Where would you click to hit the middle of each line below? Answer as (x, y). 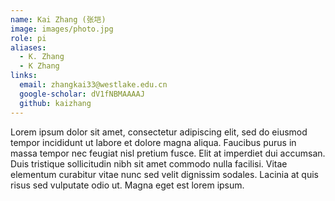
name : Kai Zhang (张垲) (58, 19)
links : (24, 76)
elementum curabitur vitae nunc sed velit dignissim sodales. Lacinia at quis (165, 174)
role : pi (28, 38)
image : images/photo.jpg (62, 29)
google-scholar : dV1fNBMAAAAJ (82, 94)
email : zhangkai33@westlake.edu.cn (93, 85)
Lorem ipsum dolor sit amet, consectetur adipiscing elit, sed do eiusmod (159, 132)
